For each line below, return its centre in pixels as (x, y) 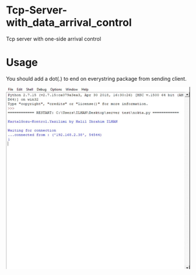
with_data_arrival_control (69, 23)
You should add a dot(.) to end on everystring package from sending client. (96, 78)
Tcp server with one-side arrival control (54, 39)
